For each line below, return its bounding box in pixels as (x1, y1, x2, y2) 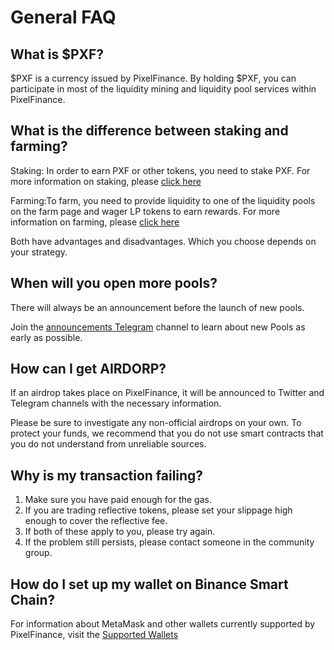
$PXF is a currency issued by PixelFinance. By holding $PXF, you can (10, 72, 297, 84)
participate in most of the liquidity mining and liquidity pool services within (10, 83, 317, 95)
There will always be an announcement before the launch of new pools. (10, 301, 305, 313)
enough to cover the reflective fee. (24, 515, 168, 527)
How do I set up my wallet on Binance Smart (10, 576, 289, 593)
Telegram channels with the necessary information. (10, 397, 222, 410)
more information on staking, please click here (10, 175, 202, 187)
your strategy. (10, 246, 68, 258)
